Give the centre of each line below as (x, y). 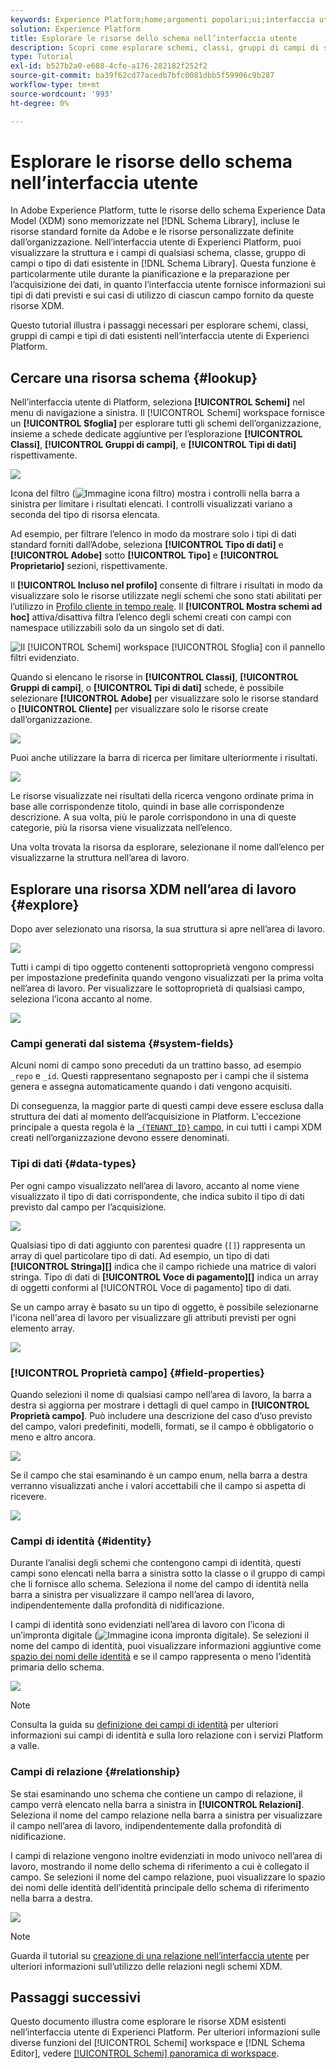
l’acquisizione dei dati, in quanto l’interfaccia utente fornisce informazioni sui (168, 285)
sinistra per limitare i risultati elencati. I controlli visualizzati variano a (151, 504)
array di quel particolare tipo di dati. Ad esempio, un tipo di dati (140, 1255)
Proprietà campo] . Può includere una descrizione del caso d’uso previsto (161, 1415)
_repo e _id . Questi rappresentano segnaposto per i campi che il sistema (159, 1076)
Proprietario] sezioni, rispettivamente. (89, 566)
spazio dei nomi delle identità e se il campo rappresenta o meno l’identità (161, 1657)
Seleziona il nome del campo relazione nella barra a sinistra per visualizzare (166, 1815)
